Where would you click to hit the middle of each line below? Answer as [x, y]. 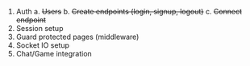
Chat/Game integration [54, 54]
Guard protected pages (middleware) [77, 37]
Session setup [40, 28]
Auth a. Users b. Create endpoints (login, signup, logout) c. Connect [129, 12]
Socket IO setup [43, 45]
